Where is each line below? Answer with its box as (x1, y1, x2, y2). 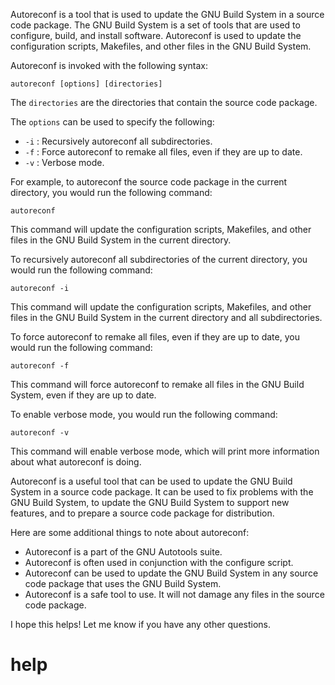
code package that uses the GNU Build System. (24, 578, 222, 589)
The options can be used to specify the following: (10, 116, 215, 128)
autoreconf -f (10, 361, 70, 371)
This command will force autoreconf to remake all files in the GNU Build (10, 379, 305, 390)
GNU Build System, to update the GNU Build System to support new (10, 497, 290, 508)
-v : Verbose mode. (24, 157, 105, 168)
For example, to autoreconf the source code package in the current (10, 176, 288, 188)
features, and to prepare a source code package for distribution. (10, 507, 275, 519)
